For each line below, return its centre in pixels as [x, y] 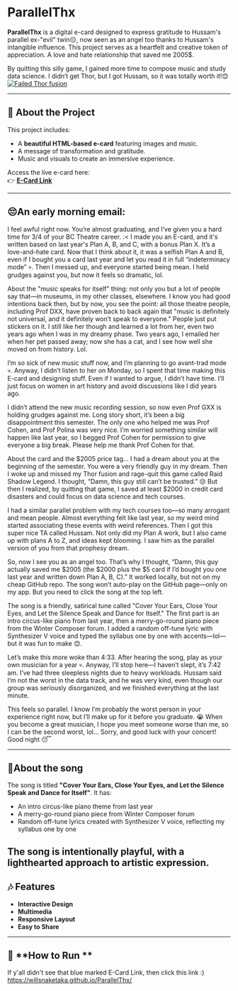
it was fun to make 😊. [51, 643]
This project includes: [39, 129]
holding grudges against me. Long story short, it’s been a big [96, 415]
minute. [18, 695]
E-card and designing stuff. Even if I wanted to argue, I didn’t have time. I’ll [116, 378]
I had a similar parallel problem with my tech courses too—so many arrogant [119, 510]
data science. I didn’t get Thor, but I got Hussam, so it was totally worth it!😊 [118, 76]
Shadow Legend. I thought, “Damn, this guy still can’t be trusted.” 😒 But [113, 481]
